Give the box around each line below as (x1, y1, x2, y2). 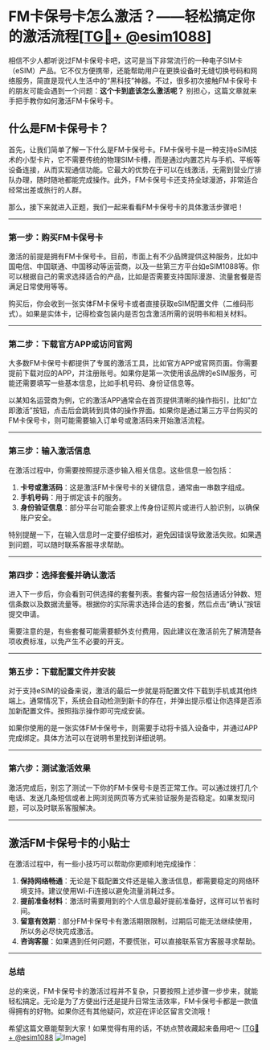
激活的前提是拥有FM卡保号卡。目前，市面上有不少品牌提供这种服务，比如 (8, 251, 252, 262)
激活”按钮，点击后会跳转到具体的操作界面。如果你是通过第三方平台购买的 (14, 406, 259, 415)
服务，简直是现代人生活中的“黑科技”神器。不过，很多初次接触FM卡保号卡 (14, 76, 258, 85)
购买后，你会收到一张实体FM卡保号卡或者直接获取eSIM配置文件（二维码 (8, 299, 247, 308)
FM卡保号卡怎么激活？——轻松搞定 (8, 7, 241, 26)
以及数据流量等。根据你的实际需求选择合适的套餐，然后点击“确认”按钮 (29, 599, 261, 609)
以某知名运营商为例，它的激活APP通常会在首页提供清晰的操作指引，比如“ (8, 395, 251, 405)
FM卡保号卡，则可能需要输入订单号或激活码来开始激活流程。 (8, 415, 209, 425)
